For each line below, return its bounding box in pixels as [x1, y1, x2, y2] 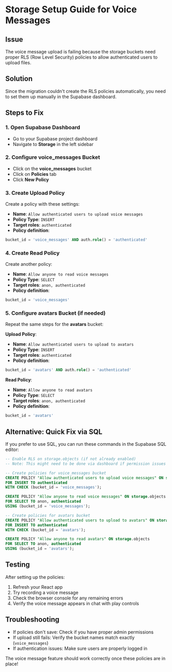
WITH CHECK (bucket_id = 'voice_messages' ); [5, 485, 102, 490]
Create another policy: [5, 261, 53, 267]
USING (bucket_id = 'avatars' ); [5, 546, 74, 551]
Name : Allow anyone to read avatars [12, 387, 93, 393]
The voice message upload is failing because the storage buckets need [5, 49, 156, 55]
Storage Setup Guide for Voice [5, 4, 137, 15]
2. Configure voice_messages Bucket [5, 154, 100, 161]
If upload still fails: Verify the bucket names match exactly [12, 634, 135, 641]
